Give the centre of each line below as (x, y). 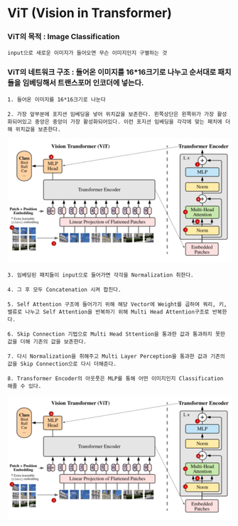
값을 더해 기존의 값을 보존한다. (47, 342)
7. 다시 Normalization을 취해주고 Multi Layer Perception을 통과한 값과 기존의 (117, 356)
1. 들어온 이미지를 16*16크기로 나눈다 (56, 100)
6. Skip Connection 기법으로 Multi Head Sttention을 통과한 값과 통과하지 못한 (117, 334)
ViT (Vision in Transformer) (90, 13)
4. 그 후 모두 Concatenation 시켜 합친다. (64, 289)
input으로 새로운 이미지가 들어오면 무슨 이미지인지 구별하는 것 (87, 53)
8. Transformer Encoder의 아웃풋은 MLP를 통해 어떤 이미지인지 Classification (115, 378)
